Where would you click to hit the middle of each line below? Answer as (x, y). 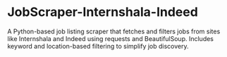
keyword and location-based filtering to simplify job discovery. (98, 46)
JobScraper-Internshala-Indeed (103, 12)
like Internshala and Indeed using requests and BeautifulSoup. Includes (110, 38)
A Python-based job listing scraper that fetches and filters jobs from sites (114, 31)
